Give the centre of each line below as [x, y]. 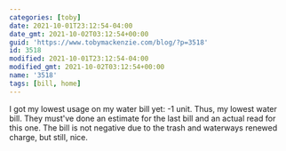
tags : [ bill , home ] [45, 83]
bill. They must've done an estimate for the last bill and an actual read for [143, 118]
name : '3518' [33, 75]
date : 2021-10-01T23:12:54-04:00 [71, 26]
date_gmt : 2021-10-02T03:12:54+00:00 [79, 34]
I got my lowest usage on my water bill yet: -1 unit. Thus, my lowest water [143, 108]
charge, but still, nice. [49, 137]
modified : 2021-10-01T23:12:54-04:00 [79, 59]
